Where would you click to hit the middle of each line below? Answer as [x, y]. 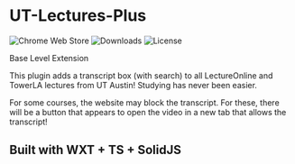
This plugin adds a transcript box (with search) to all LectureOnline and [141, 75]
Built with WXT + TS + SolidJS [96, 150]
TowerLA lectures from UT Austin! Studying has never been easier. [133, 85]
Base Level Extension [49, 58]
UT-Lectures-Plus [78, 16]
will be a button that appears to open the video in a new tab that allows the [148, 112]
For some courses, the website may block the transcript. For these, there [144, 102]
